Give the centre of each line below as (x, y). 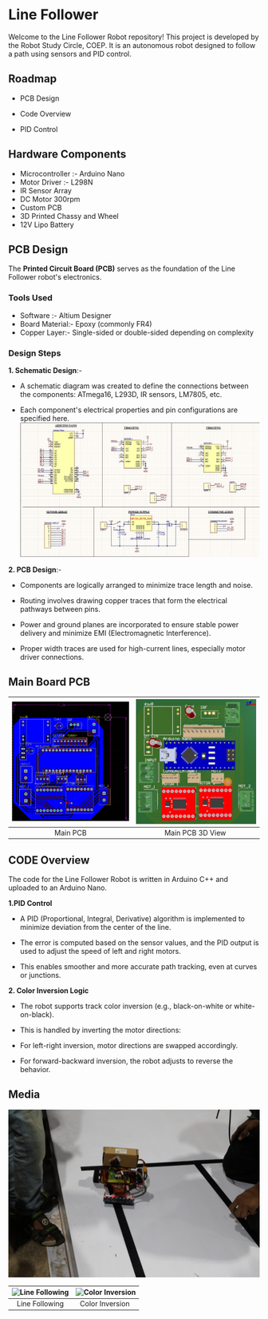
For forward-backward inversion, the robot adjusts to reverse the (126, 1061)
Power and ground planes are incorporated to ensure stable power (129, 624)
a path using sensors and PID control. (70, 54)
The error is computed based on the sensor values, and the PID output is (139, 943)
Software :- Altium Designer (65, 315)
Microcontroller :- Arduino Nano (72, 173)
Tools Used (31, 298)
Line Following (40, 1304)
